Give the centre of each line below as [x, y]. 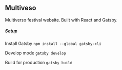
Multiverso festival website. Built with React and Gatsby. [61, 20]
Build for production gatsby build [39, 62]
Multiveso [21, 8]
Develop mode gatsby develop [36, 53]
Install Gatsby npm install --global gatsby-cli [53, 43]
